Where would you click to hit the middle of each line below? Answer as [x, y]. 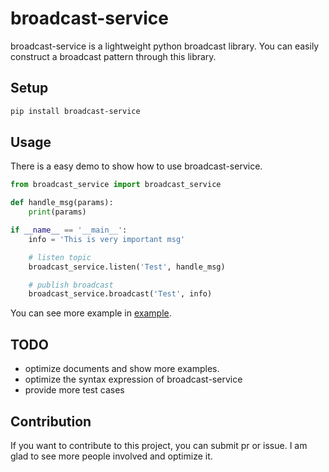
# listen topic [60, 257]
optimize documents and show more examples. [122, 369]
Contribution [51, 421]
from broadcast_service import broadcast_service [116, 185]
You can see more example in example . [91, 313]
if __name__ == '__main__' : [69, 230]
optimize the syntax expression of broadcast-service [133, 379]
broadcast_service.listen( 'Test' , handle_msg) [127, 267]
